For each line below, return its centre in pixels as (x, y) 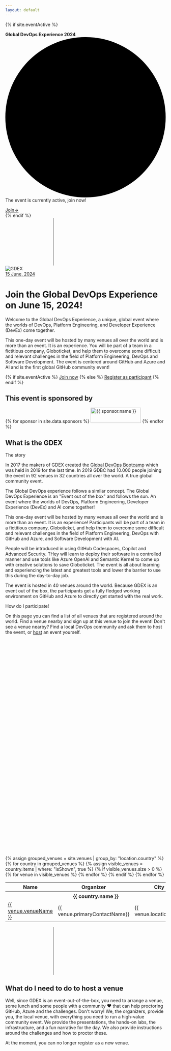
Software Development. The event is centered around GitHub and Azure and (85, 361)
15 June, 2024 (20, 274)
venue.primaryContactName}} (94, 914)
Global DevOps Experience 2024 (41, 34)
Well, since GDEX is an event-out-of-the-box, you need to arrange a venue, (84, 1000)
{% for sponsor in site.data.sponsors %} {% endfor (84, 421)
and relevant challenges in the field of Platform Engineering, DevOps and (82, 356)
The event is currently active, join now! (46, 200)
